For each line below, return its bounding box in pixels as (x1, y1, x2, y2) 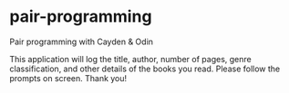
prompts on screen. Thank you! (9, 72, 128, 83)
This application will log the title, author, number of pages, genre (9, 53, 253, 64)
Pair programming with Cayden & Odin (9, 36, 153, 47)
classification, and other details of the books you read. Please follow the (9, 63, 281, 74)
